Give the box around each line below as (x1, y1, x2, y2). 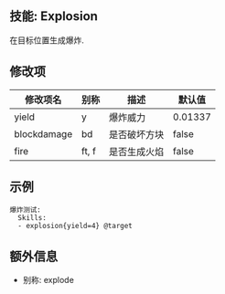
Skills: (17, 214, 48, 223)
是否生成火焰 (108, 145, 165, 158)
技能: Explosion (9, 8, 99, 25)
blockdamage (14, 127, 73, 140)
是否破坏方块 (108, 128, 165, 141)
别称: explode (22, 275, 75, 286)
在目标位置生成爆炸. (9, 35, 85, 46)
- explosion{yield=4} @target (17, 222, 133, 231)
